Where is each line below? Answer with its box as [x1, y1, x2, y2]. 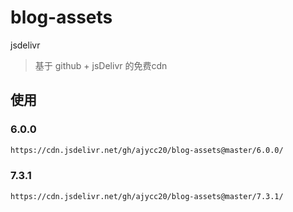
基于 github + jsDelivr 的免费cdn [34, 59, 168, 71]
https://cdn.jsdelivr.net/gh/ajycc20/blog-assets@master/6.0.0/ [10, 145, 284, 155]
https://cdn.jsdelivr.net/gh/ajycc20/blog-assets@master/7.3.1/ [10, 191, 284, 201]
